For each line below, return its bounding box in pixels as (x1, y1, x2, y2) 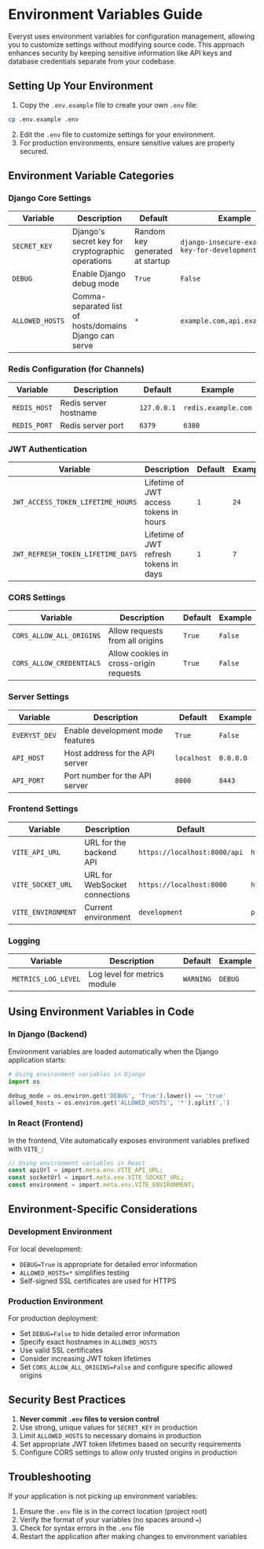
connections (83, 889, 130, 900)
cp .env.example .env (8, 116, 79, 123)
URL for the (83, 837, 126, 848)
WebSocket (83, 879, 127, 890)
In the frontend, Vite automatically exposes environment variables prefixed (8, 1136, 250, 1145)
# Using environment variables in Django (8, 1070, 146, 1078)
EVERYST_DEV (12, 731, 57, 740)
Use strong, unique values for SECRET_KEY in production (19, 1422, 198, 1432)
